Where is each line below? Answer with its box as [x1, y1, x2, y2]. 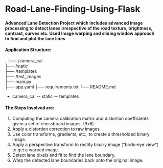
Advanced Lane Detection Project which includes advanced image [5, 20, 143, 26]
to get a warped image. [12, 147, 59, 153]
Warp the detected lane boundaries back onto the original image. [12, 157, 143, 163]
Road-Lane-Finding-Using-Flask [5, 3, 140, 15]
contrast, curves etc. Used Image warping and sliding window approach [5, 30, 155, 36]
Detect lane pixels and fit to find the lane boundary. [12, 152, 116, 158]
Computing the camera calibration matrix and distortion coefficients [12, 115, 149, 121]
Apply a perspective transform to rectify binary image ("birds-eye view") [12, 141, 159, 148]
